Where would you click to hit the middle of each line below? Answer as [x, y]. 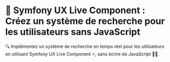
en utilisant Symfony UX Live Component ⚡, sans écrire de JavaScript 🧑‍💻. [82, 54]
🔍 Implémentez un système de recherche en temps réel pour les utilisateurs [85, 46]
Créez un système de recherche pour [85, 21]
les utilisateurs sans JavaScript [73, 32]
